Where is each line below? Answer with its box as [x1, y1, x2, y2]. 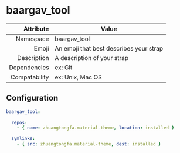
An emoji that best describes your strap [55, 44, 164, 52]
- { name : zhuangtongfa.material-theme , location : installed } [16, 125, 175, 131]
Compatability [11, 73, 49, 81]
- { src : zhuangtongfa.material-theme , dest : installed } [16, 141, 161, 147]
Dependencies [9, 63, 49, 71]
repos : [11, 119, 28, 125]
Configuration [6, 93, 59, 103]
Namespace [15, 35, 49, 43]
